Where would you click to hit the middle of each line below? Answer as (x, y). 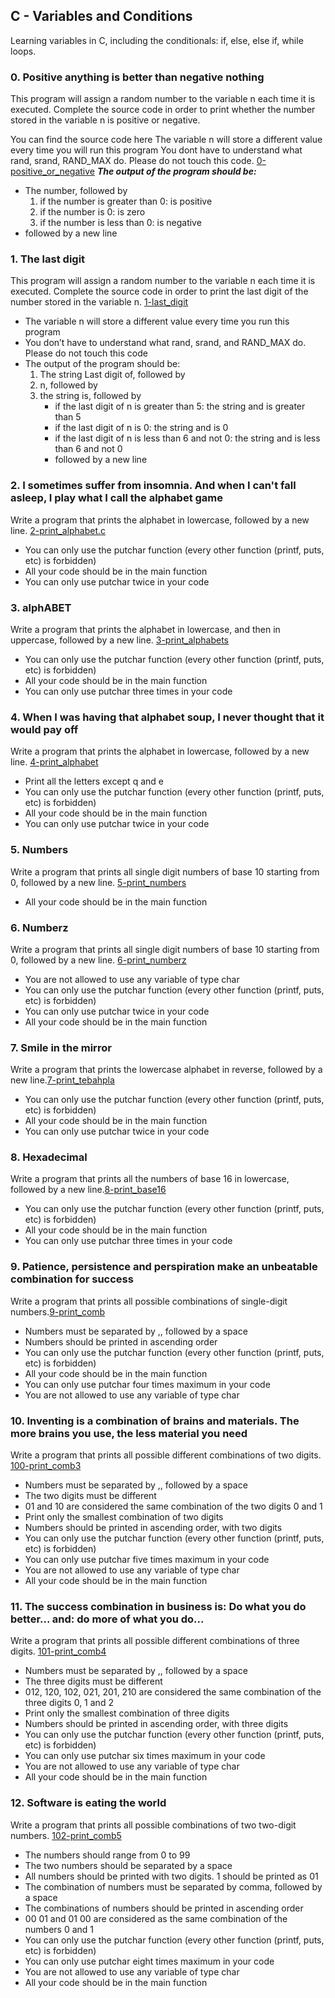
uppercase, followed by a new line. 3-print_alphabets (120, 640)
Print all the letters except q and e (94, 781)
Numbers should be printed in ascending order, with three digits (156, 1724)
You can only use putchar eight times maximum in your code (149, 1961)
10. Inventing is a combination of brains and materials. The (155, 1421)
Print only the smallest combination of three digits (127, 1713)
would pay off (44, 729)
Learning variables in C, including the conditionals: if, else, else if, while (157, 40)
